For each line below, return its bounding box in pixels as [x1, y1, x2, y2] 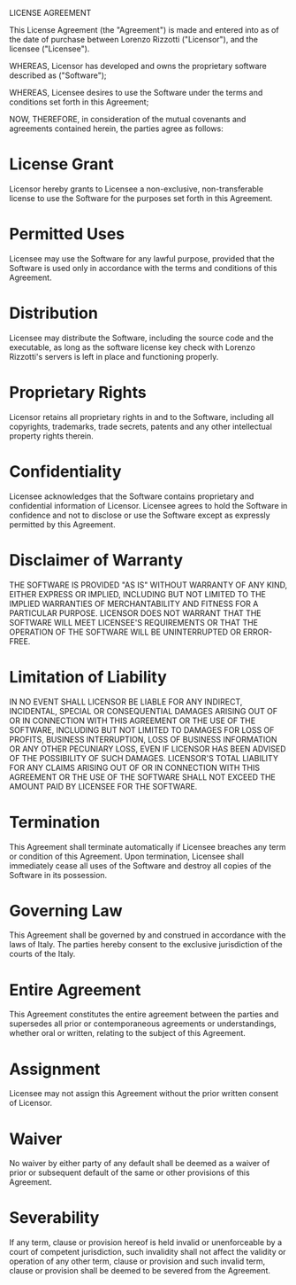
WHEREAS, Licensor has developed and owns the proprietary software [9, 61, 268, 71]
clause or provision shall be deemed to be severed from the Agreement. [9, 1266, 271, 1276]
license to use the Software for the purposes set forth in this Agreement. [9, 192, 273, 203]
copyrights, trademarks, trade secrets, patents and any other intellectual [9, 421, 272, 432]
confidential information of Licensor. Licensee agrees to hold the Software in [9, 500, 288, 510]
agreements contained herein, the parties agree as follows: [9, 123, 224, 134]
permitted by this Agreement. [9, 518, 117, 530]
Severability [9, 1208, 100, 1228]
